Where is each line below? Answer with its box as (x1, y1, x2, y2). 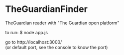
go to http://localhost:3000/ (5, 39, 62, 45)
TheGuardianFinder (5, 3, 88, 15)
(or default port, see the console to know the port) (5, 44, 108, 50)
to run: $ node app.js (5, 29, 48, 35)
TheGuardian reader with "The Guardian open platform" (5, 20, 120, 26)
